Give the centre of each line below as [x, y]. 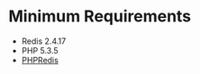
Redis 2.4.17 [44, 41]
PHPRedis [40, 60]
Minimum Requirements [100, 16]
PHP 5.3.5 [40, 50]
